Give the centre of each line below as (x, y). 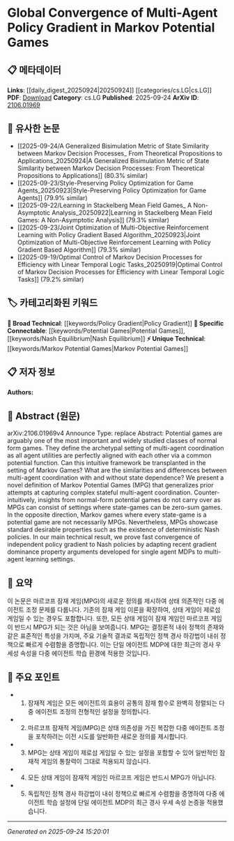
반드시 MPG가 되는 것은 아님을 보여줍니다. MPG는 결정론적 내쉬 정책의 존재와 (119, 627)
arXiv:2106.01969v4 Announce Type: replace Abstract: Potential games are (115, 433)
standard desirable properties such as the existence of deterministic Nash (113, 530)
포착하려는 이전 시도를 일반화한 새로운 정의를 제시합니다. (111, 736)
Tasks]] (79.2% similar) (50, 279)
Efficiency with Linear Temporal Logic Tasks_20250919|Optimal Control (120, 264)
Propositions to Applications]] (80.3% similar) (83, 175)
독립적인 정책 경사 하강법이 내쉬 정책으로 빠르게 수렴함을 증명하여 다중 (123, 794)
